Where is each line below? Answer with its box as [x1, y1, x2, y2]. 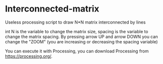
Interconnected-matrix [5, 3, 100, 14]
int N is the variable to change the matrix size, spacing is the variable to [5, 28, 148, 34]
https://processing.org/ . [5, 53, 53, 59]
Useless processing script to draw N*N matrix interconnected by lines [5, 19, 146, 25]
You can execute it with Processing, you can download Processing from [5, 48, 149, 54]
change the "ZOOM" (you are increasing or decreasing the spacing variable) [5, 38, 158, 44]
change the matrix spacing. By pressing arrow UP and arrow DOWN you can [5, 34, 158, 39]
